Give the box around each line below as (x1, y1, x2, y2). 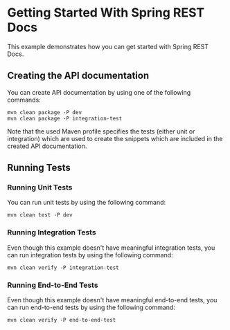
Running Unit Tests (7, 183, 73, 192)
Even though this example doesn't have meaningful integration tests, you (7, 244, 215, 252)
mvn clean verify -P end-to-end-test (7, 317, 116, 324)
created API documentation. (7, 142, 87, 150)
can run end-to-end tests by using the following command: (7, 303, 175, 312)
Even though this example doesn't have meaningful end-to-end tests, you (7, 296, 218, 304)
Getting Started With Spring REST (7, 5, 205, 21)
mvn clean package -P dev (7, 109, 82, 116)
